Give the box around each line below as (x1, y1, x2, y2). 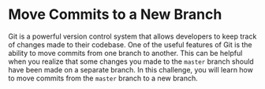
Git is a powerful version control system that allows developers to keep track (8, 32, 257, 41)
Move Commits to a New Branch (8, 6, 222, 24)
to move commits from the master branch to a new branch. (8, 73, 199, 83)
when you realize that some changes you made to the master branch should (8, 57, 254, 66)
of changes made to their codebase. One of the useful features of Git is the (8, 39, 252, 49)
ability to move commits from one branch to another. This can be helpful (8, 48, 243, 57)
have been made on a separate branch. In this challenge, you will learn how (8, 65, 254, 74)
